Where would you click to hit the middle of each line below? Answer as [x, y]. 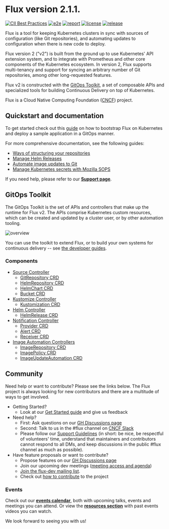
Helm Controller [29, 310]
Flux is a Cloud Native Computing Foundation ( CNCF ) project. [69, 100]
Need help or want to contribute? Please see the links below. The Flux [78, 386]
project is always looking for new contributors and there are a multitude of [82, 391]
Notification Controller [36, 320]
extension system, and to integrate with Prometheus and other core [75, 59]
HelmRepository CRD [42, 283]
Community [24, 374]
